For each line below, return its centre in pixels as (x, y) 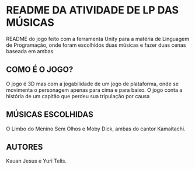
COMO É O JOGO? (40, 70)
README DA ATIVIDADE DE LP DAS (93, 10)
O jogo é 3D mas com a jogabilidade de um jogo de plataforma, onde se (93, 84)
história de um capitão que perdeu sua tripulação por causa (78, 96)
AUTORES (25, 147)
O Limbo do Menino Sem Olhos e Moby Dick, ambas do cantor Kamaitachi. (96, 129)
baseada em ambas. (30, 51)
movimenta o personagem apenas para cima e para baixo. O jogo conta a (94, 90)
